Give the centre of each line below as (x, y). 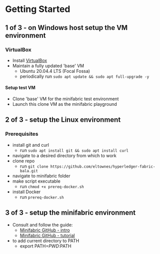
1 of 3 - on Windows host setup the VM (67, 28)
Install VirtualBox (30, 60)
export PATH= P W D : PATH (45, 246)
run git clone (34, 166)
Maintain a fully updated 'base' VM (48, 65)
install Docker (26, 192)
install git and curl (31, 145)
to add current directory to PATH (46, 241)
